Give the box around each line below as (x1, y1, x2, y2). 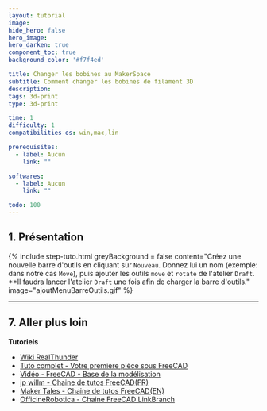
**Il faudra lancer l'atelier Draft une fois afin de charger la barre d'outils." (8, 277, 250, 286)
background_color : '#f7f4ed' (8, 56, 105, 64)
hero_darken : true (8, 41, 69, 49)
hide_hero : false (8, 26, 66, 34)
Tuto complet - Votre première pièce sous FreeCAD (19, 360, 188, 370)
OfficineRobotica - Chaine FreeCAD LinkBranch (19, 394, 176, 404)
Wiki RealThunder (19, 352, 79, 362)
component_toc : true (8, 48, 77, 56)
